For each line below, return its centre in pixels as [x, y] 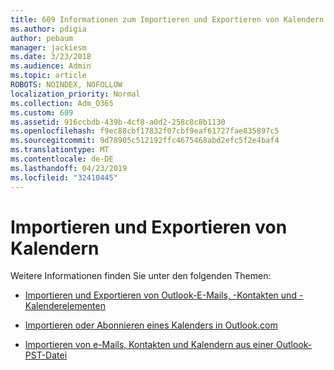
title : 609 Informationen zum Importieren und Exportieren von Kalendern [167, 19]
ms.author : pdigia [48, 29]
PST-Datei [46, 355]
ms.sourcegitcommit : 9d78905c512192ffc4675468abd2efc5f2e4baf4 [145, 141]
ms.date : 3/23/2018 [51, 57]
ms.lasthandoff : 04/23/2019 [69, 168]
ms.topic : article [48, 76]
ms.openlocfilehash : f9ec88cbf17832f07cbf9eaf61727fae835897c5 [145, 131]
